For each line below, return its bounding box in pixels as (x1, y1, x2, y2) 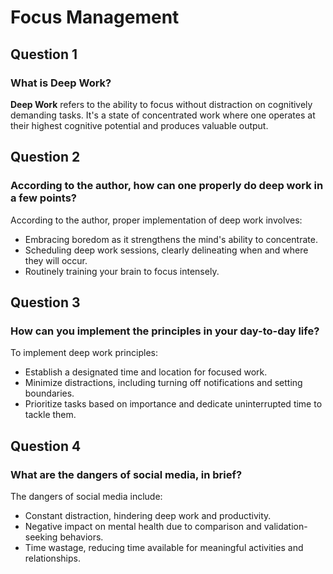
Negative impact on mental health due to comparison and (24, 520, 262, 532)
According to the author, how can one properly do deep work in (10, 179, 324, 193)
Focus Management (10, 6, 180, 29)
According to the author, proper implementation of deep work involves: (10, 214, 303, 226)
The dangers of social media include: (10, 490, 163, 502)
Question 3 (10, 294, 81, 311)
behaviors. (59, 531, 104, 543)
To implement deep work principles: (10, 347, 158, 359)
